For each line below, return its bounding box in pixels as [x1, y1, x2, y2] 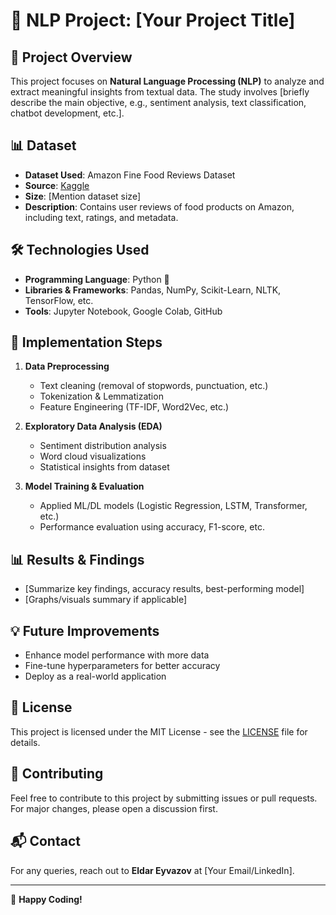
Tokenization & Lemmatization [39, 390, 164, 403]
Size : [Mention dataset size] [24, 190, 142, 202]
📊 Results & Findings [10, 551, 145, 568]
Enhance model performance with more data [24, 649, 210, 661]
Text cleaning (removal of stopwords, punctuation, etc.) [39, 380, 269, 392]
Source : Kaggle [24, 179, 90, 191]
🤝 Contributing [10, 765, 104, 783]
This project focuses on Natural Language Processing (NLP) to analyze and [10, 75, 325, 87]
